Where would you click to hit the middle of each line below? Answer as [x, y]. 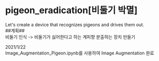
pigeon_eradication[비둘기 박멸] [71, 10]
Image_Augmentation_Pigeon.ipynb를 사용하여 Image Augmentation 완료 [80, 53]
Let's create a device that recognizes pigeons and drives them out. [75, 24]
